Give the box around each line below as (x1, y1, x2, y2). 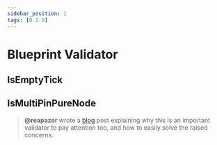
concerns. (24, 130, 54, 139)
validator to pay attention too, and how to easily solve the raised (24, 123, 208, 132)
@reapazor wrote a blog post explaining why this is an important (24, 116, 211, 124)
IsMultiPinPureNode (7, 98, 96, 110)
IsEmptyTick (7, 74, 63, 86)
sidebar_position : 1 (7, 10, 67, 17)
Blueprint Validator (7, 46, 118, 62)
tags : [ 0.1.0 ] (7, 17, 49, 24)
